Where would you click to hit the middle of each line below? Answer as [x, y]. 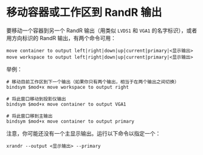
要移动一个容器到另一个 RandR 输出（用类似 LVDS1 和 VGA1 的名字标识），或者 [102, 30]
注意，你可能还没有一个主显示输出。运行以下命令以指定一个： [84, 133]
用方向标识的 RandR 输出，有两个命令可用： [61, 38]
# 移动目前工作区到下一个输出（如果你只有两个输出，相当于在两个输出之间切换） [93, 82]
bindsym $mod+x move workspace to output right [68, 87]
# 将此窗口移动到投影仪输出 [36, 99]
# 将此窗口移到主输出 [29, 116]
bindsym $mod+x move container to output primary [71, 121]
